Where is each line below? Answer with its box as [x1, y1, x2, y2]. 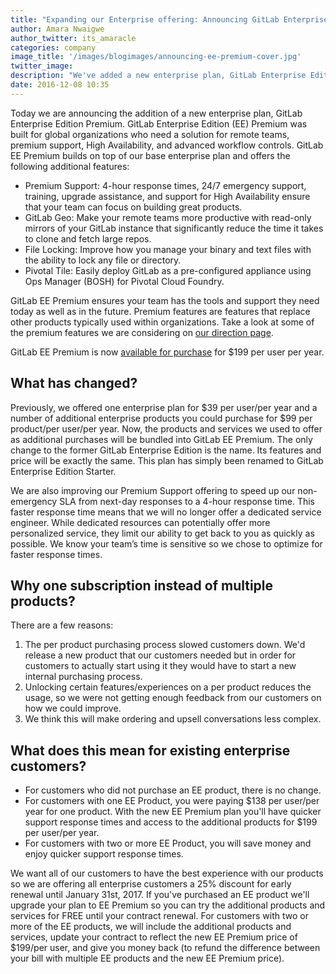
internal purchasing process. [24, 671, 143, 683]
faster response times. [10, 548, 103, 560]
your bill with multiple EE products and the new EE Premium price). [10, 952, 285, 965]
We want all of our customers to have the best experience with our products [10, 867, 324, 880]
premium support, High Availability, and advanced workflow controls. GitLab [10, 139, 324, 151]
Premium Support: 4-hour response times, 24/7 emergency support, [24, 179, 307, 191]
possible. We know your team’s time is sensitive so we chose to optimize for [10, 537, 323, 550]
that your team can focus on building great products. [24, 201, 243, 213]
